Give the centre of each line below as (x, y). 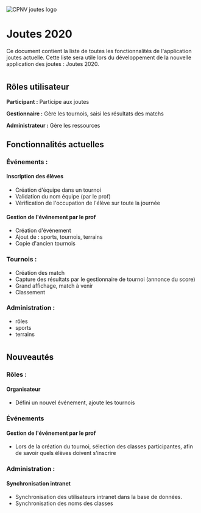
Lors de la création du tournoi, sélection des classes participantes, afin (104, 446)
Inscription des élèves (35, 176)
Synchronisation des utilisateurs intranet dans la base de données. (99, 497)
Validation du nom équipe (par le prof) (63, 197)
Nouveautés (30, 357)
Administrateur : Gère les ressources (53, 125)
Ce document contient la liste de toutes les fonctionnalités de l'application (99, 51)
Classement (30, 292)
